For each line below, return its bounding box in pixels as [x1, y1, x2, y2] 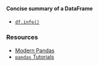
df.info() [14, 19, 40, 25]
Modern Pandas [14, 47, 55, 54]
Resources [6, 33, 38, 41]
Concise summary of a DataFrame [6, 5, 93, 12]
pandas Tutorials [14, 53, 55, 60]
